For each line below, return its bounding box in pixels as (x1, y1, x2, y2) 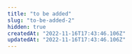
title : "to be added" (7, 10, 72, 18)
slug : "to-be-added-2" (7, 17, 75, 24)
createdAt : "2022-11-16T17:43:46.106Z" (7, 29, 126, 37)
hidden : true (7, 23, 46, 30)
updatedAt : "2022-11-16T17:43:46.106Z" (7, 36, 126, 43)
